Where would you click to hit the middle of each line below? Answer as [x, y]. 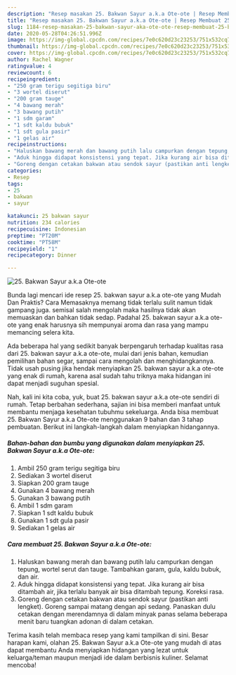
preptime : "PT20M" [34, 236]
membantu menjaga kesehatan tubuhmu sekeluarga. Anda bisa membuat [113, 412]
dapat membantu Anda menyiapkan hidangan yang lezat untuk [98, 650]
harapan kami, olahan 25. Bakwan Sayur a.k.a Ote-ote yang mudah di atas [114, 643]
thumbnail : [23, 46]
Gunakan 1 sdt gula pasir [53, 520]
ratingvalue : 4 [29, 66]
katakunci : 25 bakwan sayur [48, 216]
